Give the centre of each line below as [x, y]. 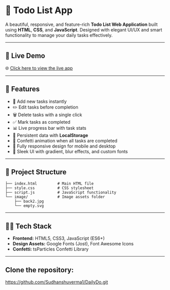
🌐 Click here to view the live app [39, 68]
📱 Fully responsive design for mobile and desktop [64, 146]
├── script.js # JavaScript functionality [61, 193]
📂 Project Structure [36, 172]
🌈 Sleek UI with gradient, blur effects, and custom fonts [70, 151]
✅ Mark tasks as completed [41, 122]
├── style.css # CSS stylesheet [50, 188]
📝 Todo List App [39, 10]
